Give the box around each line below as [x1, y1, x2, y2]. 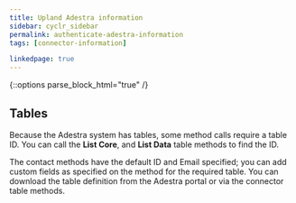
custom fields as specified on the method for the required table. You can [9, 166, 279, 177]
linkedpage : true [9, 55, 75, 64]
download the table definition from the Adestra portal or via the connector [9, 175, 284, 186]
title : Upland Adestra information [9, 13, 143, 23]
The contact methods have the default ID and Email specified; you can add [9, 156, 287, 167]
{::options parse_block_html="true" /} [9, 79, 149, 90]
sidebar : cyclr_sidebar [9, 22, 99, 31]
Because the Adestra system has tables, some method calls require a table [9, 129, 287, 140]
